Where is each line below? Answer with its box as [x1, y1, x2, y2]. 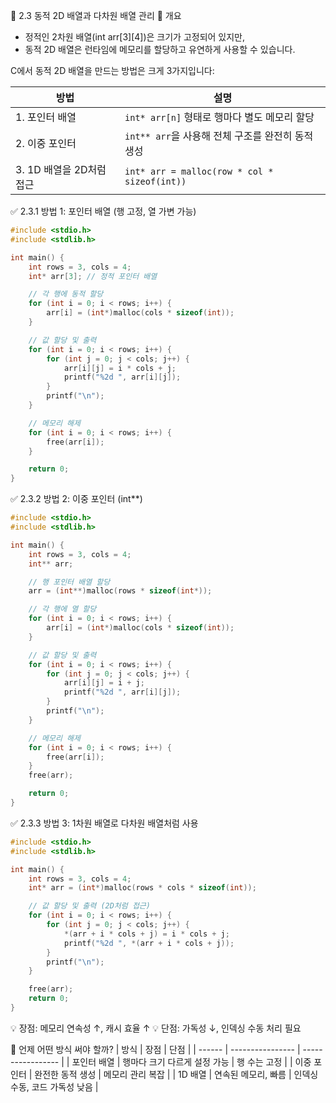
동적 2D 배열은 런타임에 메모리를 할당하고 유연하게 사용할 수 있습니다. [24, 44, 296, 55]
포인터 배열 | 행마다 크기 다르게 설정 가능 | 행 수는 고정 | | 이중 [71, 1055, 312, 1068]
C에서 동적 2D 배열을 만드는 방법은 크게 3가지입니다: [10, 65, 215, 76]
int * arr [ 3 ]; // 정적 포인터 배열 [28, 271, 158, 281]
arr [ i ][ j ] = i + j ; [63, 678, 145, 688]
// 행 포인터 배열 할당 [28, 577, 111, 587]
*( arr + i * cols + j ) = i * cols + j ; [63, 929, 230, 939]
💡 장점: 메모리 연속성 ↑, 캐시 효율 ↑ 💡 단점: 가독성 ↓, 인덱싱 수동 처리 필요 [10, 1022, 302, 1034]
